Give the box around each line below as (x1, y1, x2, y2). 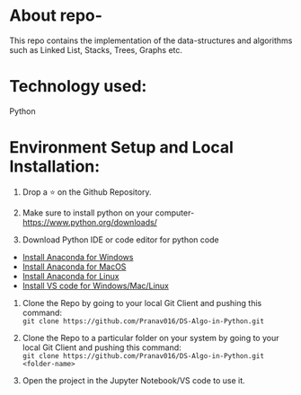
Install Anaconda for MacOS (22, 261, 127, 272)
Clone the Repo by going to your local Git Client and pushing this (22, 297, 262, 308)
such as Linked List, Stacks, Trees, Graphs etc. (9, 44, 182, 55)
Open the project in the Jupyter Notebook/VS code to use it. (22, 374, 245, 386)
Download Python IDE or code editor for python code (22, 234, 219, 245)
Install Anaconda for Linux (22, 270, 120, 281)
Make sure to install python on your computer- (22, 207, 195, 218)
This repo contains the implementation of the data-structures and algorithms (9, 35, 293, 46)
